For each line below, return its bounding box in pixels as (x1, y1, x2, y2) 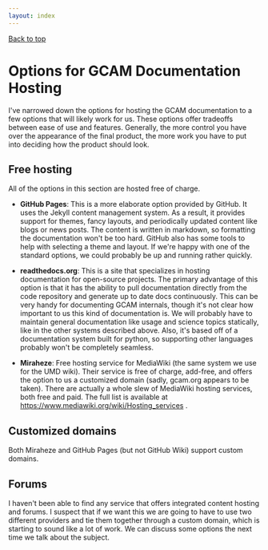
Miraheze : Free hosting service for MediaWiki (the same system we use (19, 358, 258, 368)
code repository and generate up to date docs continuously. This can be (19, 292, 258, 301)
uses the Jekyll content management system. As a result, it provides (19, 208, 246, 217)
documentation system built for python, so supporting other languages (19, 334, 254, 344)
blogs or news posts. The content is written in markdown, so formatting (19, 225, 256, 235)
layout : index (8, 11, 56, 20)
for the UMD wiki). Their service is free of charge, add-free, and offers (19, 366, 253, 377)
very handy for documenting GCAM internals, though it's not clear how (19, 300, 254, 309)
